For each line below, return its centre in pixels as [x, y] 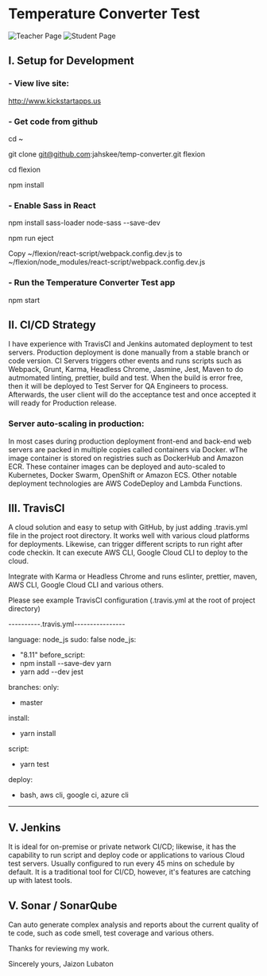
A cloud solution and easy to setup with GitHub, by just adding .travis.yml [128, 527]
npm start [24, 300]
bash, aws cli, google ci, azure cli [74, 795]
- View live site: [39, 83]
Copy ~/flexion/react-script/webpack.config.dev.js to [95, 254]
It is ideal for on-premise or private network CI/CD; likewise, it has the [122, 846]
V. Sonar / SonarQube [63, 906]
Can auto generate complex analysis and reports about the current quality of [133, 925]
